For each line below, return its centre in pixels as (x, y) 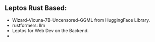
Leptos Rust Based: (36, 8)
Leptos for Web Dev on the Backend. (50, 30)
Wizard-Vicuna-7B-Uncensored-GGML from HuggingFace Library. (81, 20)
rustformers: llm (29, 25)
